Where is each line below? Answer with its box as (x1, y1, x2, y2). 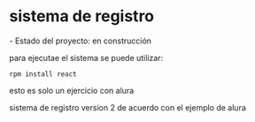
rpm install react (9, 69, 77, 79)
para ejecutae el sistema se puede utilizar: (9, 52, 164, 63)
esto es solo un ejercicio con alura (9, 85, 135, 95)
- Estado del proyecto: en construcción (9, 35, 152, 46)
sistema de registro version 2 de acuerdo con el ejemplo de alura (9, 102, 246, 112)
